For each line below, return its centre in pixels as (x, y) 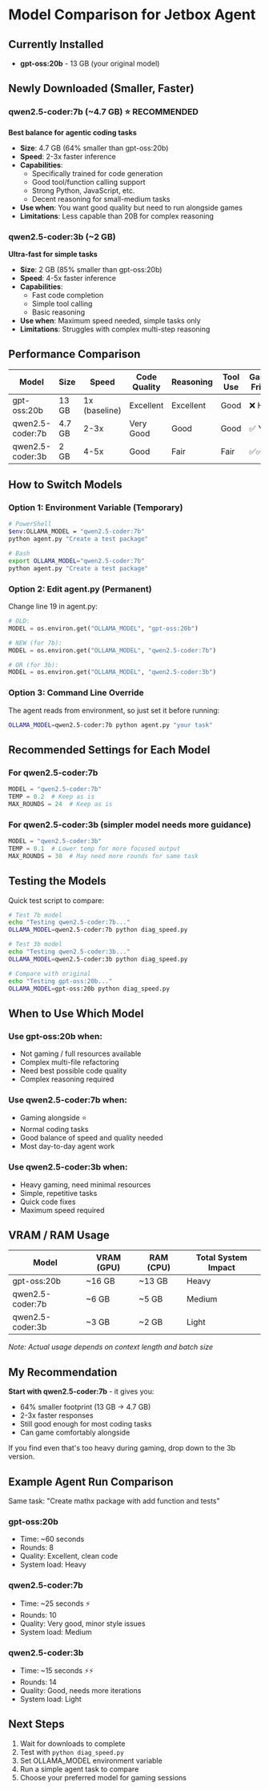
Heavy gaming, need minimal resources (85, 1184)
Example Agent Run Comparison (91, 1481)
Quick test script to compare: (56, 900)
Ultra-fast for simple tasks (53, 254)
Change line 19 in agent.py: (53, 607)
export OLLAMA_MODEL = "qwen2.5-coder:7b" (77, 561)
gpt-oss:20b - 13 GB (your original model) (90, 63)
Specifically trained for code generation (97, 173)
